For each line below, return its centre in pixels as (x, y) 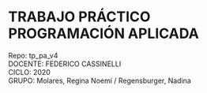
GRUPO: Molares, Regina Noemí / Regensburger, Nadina (100, 80)
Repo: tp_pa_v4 (33, 55)
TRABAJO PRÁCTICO (79, 17)
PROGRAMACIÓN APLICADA (103, 33)
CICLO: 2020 (30, 72)
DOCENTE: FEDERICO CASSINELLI (65, 64)
